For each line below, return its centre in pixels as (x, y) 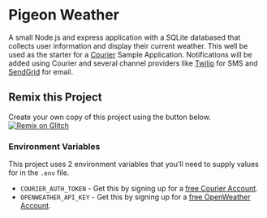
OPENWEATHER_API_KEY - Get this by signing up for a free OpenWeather (135, 197)
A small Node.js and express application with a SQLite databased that (125, 37)
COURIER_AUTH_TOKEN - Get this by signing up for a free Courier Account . (139, 189)
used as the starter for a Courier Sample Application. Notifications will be (131, 54)
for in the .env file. (39, 173)
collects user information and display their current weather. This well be (128, 45)
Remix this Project (56, 98)
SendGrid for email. (41, 71)
